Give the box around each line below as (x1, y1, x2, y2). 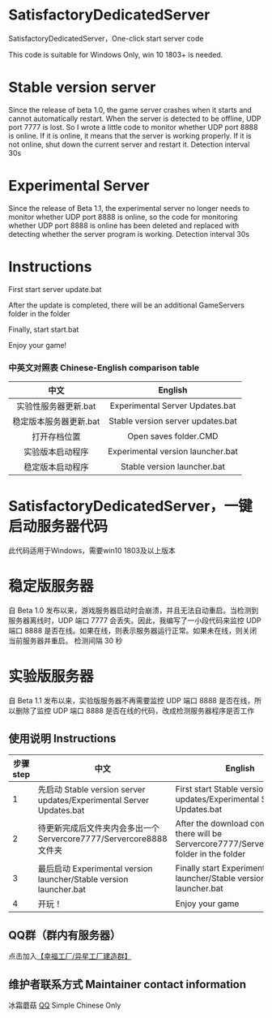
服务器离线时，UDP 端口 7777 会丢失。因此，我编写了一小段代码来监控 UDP (8, 615, 261, 625)
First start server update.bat (8, 284, 102, 294)
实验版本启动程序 (23, 446, 89, 457)
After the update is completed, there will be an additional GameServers (8, 300, 245, 310)
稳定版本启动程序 (23, 462, 89, 473)
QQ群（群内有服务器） (8, 929, 121, 943)
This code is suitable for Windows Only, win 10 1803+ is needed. (8, 49, 223, 59)
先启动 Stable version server (37, 784, 146, 795)
